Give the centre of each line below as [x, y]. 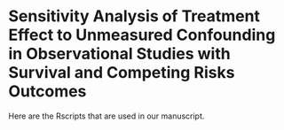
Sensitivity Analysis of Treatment [134, 16]
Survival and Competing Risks [122, 73]
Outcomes [47, 92]
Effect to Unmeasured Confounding [142, 35]
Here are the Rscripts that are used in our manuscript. [106, 116]
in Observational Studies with [120, 54]
